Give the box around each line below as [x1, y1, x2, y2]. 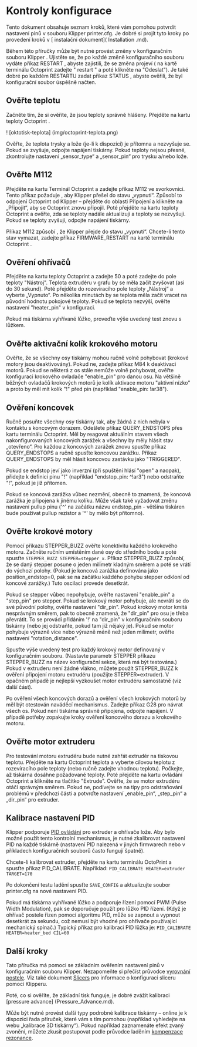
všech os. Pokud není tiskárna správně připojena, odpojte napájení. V [6, 707, 174, 714]
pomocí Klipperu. [6, 981, 48, 988]
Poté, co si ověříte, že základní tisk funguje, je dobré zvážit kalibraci [6, 992, 170, 999]
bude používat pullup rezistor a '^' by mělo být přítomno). [6, 510, 145, 516]
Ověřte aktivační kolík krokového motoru [6, 339, 158, 349]
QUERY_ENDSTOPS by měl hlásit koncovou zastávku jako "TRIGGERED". [6, 456, 182, 462]
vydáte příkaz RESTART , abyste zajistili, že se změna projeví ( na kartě [6, 60, 177, 67]
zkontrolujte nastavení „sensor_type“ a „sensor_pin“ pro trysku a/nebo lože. [6, 153, 189, 160]
